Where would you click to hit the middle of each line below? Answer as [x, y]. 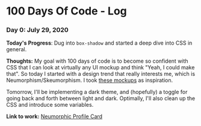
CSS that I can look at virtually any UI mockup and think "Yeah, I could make [100, 68]
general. [17, 49]
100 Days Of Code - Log [67, 11]
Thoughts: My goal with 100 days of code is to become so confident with [97, 61]
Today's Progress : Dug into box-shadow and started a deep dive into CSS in [99, 43]
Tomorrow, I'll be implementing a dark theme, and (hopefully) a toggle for [97, 92]
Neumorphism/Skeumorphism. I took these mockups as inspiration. [90, 80]
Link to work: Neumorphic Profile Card [54, 116]
